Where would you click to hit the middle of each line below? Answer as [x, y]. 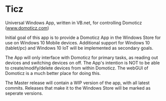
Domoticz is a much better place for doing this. [53, 73]
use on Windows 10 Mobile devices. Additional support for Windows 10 [78, 42]
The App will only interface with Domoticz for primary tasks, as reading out [82, 57]
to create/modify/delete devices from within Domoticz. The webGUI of [77, 68]
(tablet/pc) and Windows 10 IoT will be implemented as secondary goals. [79, 48]
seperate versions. [24, 93]
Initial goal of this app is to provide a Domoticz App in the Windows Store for [83, 37]
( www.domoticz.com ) [27, 28]
